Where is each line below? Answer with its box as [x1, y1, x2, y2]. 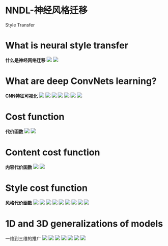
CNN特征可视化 [5, 93, 38, 99]
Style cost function [5, 182, 88, 194]
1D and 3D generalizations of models [5, 217, 163, 229]
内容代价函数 [5, 164, 32, 170]
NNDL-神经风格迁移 [5, 5, 88, 16]
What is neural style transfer [5, 40, 129, 51]
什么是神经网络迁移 [5, 57, 46, 63]
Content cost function [5, 146, 100, 158]
